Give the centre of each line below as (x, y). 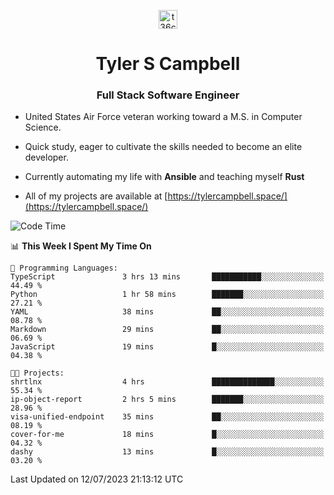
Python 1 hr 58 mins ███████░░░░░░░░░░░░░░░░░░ (167, 295)
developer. (46, 157)
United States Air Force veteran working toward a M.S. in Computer (163, 117)
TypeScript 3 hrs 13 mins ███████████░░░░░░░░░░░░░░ (167, 277)
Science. (43, 127)
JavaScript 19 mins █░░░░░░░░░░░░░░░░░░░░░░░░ (167, 347)
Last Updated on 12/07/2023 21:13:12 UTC (97, 479)
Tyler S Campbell (168, 64)
